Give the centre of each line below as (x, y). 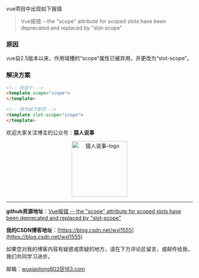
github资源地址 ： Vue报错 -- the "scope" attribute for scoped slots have (94, 211)
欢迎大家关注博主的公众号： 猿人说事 (50, 132)
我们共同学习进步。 (30, 256)
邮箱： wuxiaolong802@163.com (46, 269)
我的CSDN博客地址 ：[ (33, 230)
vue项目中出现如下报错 (34, 9)
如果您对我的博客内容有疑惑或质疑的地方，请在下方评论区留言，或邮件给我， (99, 249)
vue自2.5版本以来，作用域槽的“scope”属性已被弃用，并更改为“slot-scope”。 (99, 59)
